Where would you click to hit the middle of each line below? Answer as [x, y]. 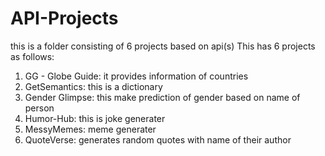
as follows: [32, 56]
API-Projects [64, 18]
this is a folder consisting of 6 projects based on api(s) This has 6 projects [163, 46]
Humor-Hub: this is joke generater [95, 118]
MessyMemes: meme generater [90, 129]
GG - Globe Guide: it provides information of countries [136, 76]
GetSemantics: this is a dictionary [93, 86]
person [39, 108]
